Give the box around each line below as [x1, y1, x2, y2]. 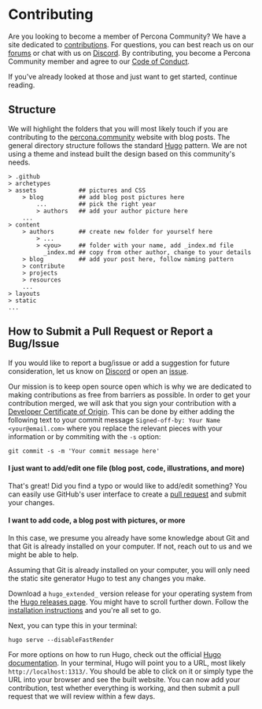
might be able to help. [8, 549, 79, 559]
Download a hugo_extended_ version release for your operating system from [8, 589, 253, 598]
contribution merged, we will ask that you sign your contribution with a [8, 398, 237, 408]
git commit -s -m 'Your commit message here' [8, 447, 160, 455]
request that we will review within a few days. [8, 691, 156, 701]
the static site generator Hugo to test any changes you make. [8, 573, 206, 583]
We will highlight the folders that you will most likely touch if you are [8, 124, 228, 133]
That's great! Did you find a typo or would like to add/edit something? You [8, 481, 248, 490]
